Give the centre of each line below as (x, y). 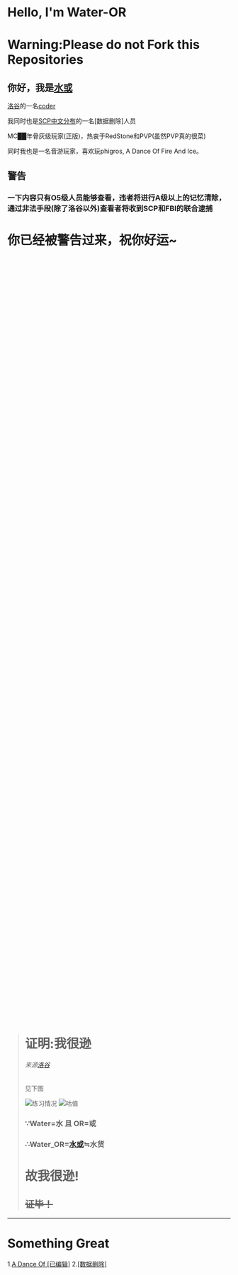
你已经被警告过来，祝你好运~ (92, 240)
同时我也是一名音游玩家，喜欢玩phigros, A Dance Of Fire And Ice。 (105, 151)
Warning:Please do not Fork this (104, 45)
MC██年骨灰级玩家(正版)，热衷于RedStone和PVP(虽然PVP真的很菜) (107, 136)
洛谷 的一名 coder (32, 106)
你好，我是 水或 (40, 87)
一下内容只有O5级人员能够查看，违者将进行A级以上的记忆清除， (117, 198)
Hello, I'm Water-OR (67, 12)
